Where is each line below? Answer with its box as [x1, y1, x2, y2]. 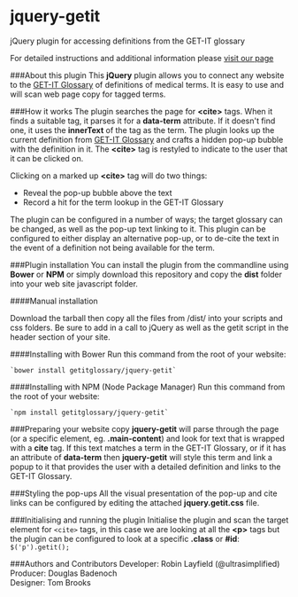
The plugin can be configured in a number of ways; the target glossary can [10, 214, 284, 224]
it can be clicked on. [10, 153, 84, 163]
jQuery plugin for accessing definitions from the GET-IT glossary [10, 35, 246, 46]
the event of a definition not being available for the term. [10, 242, 216, 253]
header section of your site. [10, 331, 111, 342]
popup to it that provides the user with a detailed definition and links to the [10, 461, 281, 472]
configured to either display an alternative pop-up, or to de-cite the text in [10, 232, 279, 243]
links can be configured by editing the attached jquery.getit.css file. [10, 497, 260, 507]
